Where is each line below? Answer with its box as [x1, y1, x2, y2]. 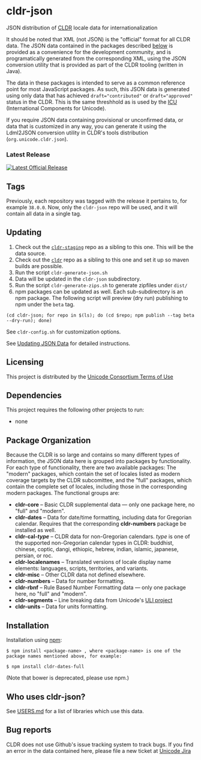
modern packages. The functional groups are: [6, 489, 120, 497]
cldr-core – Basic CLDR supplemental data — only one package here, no [14, 501, 195, 508]
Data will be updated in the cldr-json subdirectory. [14, 275, 141, 283]
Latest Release [6, 150, 50, 158]
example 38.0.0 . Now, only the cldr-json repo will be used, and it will [6, 204, 178, 211]
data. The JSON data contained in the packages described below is [6, 42, 173, 49]
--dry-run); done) [6, 317, 52, 323]
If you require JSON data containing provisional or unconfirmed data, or [6, 116, 184, 124]
